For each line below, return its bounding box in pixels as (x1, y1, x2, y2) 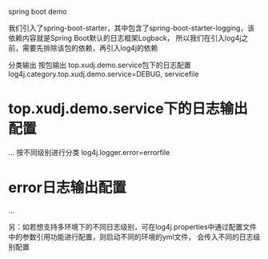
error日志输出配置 (8, 179, 126, 197)
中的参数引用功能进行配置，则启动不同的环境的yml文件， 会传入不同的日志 (8, 232, 254, 241)
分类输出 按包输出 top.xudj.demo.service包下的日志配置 (8, 60, 192, 70)
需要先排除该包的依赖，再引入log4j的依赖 (22, 43, 158, 53)
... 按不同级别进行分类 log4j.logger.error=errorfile (8, 147, 170, 157)
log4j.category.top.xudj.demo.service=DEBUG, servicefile (8, 70, 199, 78)
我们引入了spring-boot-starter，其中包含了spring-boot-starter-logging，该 (8, 23, 254, 33)
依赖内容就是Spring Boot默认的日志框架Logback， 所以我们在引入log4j (8, 34, 242, 42)
